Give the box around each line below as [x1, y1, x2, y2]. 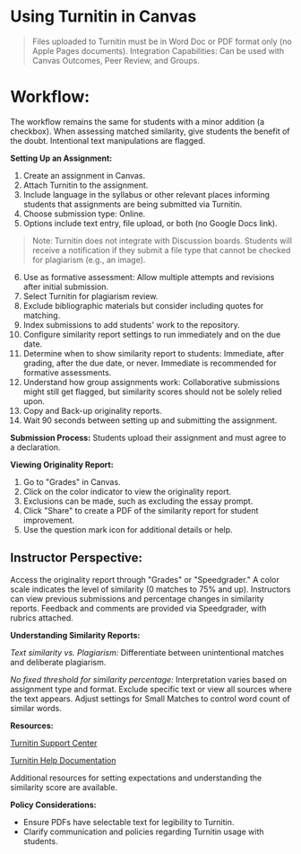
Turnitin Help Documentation [10, 754, 116, 765]
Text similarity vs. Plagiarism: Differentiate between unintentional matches [10, 647, 285, 657]
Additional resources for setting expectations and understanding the [10, 772, 262, 783]
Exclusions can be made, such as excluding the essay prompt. [22, 496, 254, 506]
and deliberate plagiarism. [10, 656, 107, 667]
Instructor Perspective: [10, 550, 142, 566]
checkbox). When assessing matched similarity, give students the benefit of [10, 126, 290, 136]
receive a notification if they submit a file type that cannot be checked [31, 244, 291, 255]
